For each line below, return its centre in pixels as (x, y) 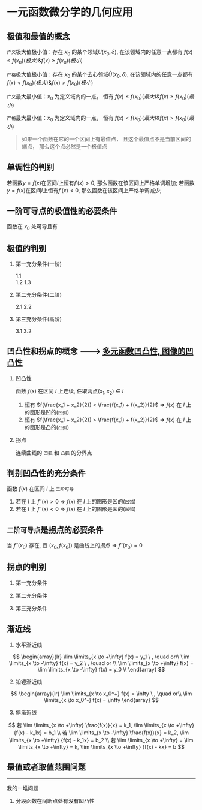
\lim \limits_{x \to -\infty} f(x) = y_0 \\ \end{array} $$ (101, 669)
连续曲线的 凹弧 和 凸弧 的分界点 (54, 453)
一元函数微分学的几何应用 (70, 12)
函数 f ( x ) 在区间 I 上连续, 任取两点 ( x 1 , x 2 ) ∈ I (70, 392)
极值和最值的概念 (38, 36)
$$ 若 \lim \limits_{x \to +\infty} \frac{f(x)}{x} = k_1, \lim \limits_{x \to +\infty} (101, 725)
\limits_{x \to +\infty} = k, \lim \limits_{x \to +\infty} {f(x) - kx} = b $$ (101, 746)
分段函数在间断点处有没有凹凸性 (55, 801)
